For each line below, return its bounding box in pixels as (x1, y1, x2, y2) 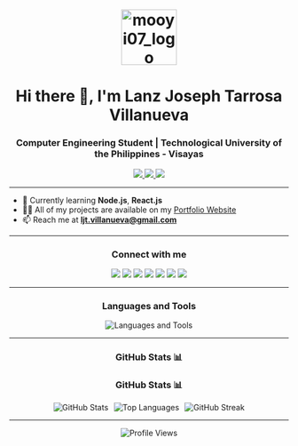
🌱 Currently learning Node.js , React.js (21, 195, 162, 205)
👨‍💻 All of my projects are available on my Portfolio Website (21, 204, 237, 215)
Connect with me (111, 248, 187, 260)
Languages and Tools (101, 299, 197, 312)
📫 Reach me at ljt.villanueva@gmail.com (21, 214, 177, 225)
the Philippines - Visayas (94, 147, 204, 160)
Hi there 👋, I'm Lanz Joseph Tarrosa (15, 86, 283, 107)
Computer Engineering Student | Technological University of (16, 137, 282, 149)
